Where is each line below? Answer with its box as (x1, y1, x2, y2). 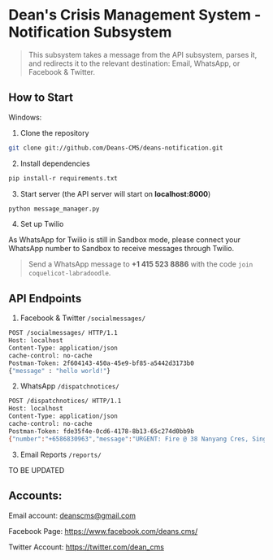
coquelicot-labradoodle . (28, 268, 111, 278)
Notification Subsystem (8, 23, 172, 41)
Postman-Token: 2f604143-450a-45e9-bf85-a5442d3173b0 (8, 359, 195, 367)
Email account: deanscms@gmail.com (8, 510, 136, 520)
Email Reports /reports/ (19, 449, 102, 459)
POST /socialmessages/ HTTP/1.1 (8, 329, 118, 337)
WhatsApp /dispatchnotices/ (19, 381, 120, 391)
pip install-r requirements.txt (8, 174, 118, 182)
